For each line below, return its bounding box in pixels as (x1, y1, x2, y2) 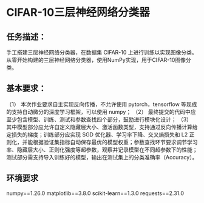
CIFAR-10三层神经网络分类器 (6, 5, 150, 19)
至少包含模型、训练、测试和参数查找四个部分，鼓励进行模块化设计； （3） (6, 116, 192, 123)
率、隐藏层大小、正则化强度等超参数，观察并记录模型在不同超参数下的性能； (6, 146, 198, 153)
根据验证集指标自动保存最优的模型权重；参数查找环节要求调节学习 (32, 138, 198, 145)
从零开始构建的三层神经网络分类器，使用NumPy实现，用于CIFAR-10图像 (6, 56, 186, 64)
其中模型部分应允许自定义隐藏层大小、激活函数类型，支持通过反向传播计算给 (6, 123, 198, 130)
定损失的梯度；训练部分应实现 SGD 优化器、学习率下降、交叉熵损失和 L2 (6, 131, 188, 138)
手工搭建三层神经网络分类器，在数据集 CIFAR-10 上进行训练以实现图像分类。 (6, 49, 197, 56)
